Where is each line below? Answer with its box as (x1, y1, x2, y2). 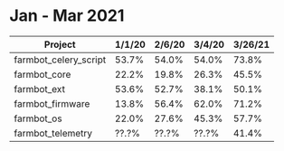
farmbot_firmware (14, 97, 90, 109)
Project (43, 38, 76, 51)
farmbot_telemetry (14, 127, 93, 139)
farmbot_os (14, 112, 62, 125)
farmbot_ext (14, 82, 66, 95)
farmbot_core (14, 68, 71, 80)
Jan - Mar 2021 (9, 5, 125, 26)
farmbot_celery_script (14, 53, 107, 66)
